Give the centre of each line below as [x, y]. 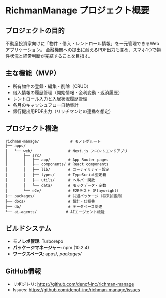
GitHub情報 [23, 271]
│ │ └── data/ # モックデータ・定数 [56, 185]
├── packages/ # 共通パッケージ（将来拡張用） [65, 196]
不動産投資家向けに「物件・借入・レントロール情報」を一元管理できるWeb [82, 43]
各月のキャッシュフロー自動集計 [45, 105]
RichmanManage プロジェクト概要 [77, 10]
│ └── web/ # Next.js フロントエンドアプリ [66, 151]
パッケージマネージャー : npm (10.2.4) [51, 248]
